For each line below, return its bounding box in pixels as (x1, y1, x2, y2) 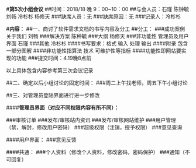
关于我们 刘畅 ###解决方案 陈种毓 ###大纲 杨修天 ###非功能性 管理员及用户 (6, 33, 189, 40)
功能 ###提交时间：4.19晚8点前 (16, 55, 92, 61)
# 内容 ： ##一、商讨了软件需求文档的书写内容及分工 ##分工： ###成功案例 (6, 26, 185, 32)
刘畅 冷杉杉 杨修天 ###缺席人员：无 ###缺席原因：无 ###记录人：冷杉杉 (6, 13, 181, 20)
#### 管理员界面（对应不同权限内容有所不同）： (6, 104, 119, 111)
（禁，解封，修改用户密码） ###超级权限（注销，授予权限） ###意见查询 (6, 124, 183, 131)
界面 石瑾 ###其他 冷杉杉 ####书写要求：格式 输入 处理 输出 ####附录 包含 (6, 40, 188, 47)
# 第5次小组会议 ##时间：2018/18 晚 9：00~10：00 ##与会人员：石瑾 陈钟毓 (6, 6, 189, 12)
